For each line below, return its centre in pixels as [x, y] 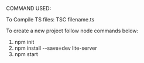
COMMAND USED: [29, 8]
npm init [24, 42]
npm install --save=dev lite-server [56, 48]
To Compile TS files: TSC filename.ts [50, 19]
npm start [26, 54]
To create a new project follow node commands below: [72, 31]
